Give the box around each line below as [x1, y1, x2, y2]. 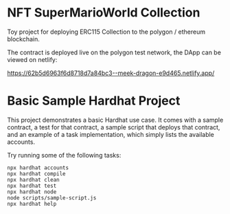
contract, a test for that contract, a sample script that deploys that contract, [7, 122, 220, 131]
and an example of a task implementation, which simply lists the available [7, 130, 215, 138]
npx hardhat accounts [7, 164, 69, 171]
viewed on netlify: [7, 55, 58, 63]
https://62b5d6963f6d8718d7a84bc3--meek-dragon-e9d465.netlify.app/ [7, 69, 215, 77]
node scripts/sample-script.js [7, 194, 97, 201]
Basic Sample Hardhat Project [7, 93, 181, 109]
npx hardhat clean [7, 176, 60, 183]
